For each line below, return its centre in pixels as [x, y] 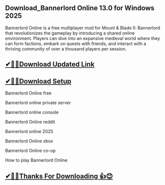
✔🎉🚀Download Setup [38, 81]
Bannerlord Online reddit [30, 122]
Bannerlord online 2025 [29, 132]
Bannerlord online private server [38, 103]
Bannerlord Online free [28, 93]
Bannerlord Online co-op [30, 151]
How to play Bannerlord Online [36, 160]
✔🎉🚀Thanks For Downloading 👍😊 [59, 176]
